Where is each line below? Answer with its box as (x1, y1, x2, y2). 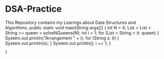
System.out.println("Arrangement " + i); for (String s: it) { (5, 35, 119, 41)
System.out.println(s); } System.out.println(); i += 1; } (5, 40, 111, 46)
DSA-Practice (5, 3, 62, 15)
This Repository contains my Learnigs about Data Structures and (5, 20, 136, 25)
